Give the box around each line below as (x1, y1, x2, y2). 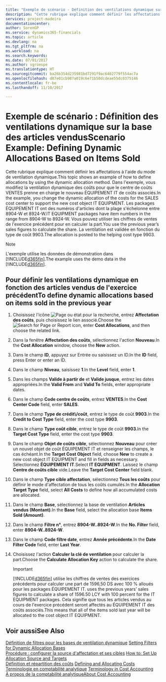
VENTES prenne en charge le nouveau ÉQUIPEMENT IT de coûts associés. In (5, 190, 161, 196)
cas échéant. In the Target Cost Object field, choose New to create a (12, 451, 152, 457)
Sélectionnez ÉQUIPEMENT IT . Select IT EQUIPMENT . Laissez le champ (12, 462, 158, 467)
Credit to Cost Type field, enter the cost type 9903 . (12, 416, 119, 422)
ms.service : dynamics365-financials (5, 30, 81, 35)
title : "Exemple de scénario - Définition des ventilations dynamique (5, 7, 154, 12)
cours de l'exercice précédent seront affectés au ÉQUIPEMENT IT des (12, 602, 155, 608)
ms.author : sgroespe (5, 62, 48, 67)
